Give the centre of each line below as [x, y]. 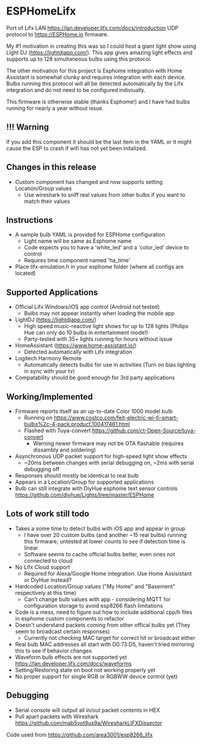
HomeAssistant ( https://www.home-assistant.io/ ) [76, 346]
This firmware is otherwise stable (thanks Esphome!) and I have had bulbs [98, 102]
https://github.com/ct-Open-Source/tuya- [144, 430]
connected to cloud [48, 561]
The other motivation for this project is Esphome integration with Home [94, 70]
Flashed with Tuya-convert [57, 430]
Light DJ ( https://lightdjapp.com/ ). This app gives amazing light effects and [99, 52]
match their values [47, 201]
